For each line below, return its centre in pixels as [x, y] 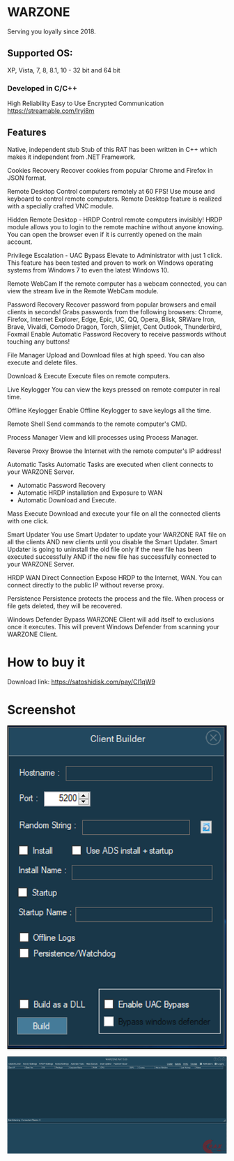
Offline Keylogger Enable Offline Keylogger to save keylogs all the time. [109, 410]
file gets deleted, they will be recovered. [65, 606]
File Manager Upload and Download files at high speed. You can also [106, 355]
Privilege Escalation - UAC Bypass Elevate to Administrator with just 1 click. [115, 255]
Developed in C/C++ [42, 88]
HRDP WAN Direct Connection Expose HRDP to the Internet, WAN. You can [115, 577]
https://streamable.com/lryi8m [51, 111]
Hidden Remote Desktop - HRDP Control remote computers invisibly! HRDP [115, 220]
